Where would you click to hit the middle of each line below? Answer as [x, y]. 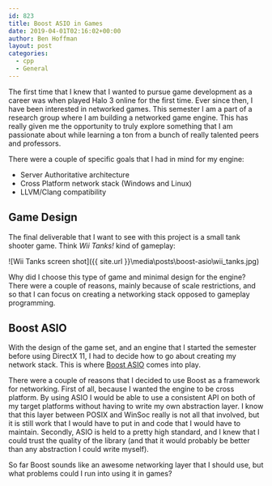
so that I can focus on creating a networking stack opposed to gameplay [129, 294]
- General [32, 69]
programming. [32, 303]
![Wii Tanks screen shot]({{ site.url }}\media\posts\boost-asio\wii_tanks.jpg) [134, 261]
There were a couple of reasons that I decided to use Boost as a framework [134, 381]
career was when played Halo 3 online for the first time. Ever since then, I [131, 100]
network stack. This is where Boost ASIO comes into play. [104, 364]
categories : [28, 53]
